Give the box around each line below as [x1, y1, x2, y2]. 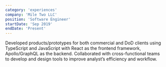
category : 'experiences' [5, 7, 57, 13]
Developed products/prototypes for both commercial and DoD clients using [5, 40, 161, 46]
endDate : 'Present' [5, 26, 46, 31]
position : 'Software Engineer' [5, 17, 71, 22]
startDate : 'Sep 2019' [5, 21, 53, 27]
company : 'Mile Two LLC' [5, 12, 57, 17]
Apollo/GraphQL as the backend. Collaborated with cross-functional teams [5, 51, 160, 57]
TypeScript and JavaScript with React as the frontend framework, [5, 45, 141, 51]
